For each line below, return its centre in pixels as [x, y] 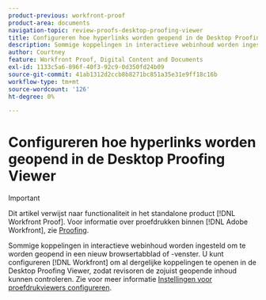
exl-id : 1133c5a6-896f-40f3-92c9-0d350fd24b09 [86, 67]
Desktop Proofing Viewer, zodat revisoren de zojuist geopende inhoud [123, 271]
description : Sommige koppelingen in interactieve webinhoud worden [123, 45]
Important [24, 198]
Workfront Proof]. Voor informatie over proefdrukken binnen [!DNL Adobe [128, 222]
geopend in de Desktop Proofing [117, 159]
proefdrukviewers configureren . [60, 288]
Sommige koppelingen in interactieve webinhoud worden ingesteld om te [127, 245]
